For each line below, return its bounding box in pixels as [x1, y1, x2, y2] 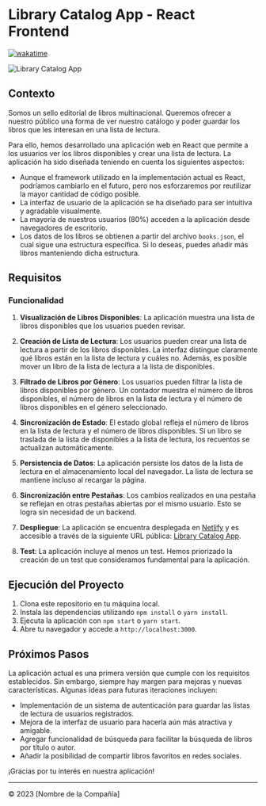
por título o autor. [19, 743, 77, 752]
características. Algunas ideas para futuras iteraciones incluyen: [8, 686, 218, 695]
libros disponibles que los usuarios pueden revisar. [19, 321, 186, 330]
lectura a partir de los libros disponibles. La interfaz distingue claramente [19, 345, 258, 354]
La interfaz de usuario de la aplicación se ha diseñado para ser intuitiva [19, 197, 253, 207]
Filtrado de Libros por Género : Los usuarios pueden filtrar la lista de [19, 377, 243, 387]
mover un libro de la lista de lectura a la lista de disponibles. [19, 362, 215, 372]
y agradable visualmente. [19, 206, 103, 216]
